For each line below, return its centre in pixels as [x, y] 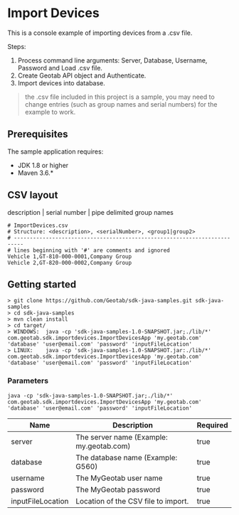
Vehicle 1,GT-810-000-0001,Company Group [70, 256]
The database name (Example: [127, 457]
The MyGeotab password [118, 489]
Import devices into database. [61, 83]
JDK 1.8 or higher [43, 165]
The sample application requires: [55, 152]
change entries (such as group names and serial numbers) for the [121, 104]
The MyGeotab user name [119, 478]
